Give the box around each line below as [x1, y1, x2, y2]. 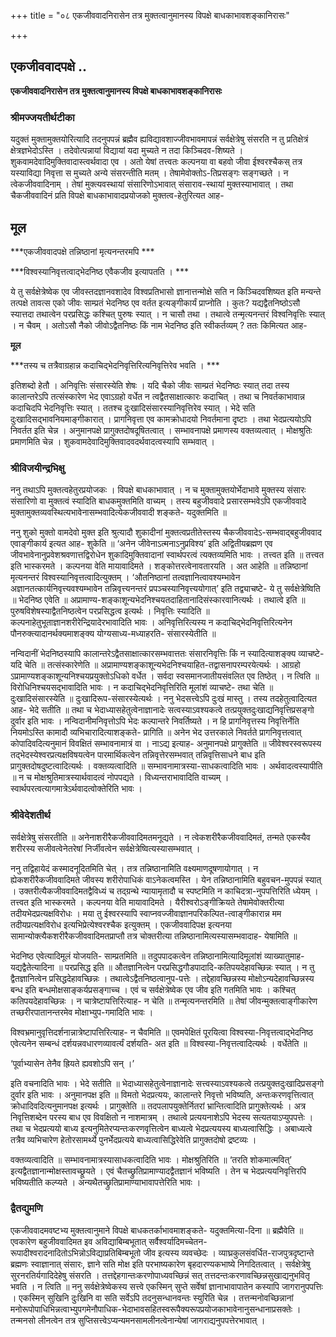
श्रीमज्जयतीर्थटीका [10, 110, 75, 124]
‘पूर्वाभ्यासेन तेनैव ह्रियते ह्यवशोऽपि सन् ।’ [10, 1057, 135, 1069]
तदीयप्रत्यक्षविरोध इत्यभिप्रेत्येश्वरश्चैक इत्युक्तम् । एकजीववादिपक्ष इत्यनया [10, 918, 232, 930]
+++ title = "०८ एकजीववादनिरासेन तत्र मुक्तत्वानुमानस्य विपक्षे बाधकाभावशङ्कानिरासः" [10, 10, 290, 21]
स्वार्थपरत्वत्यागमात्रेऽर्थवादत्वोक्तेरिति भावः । [10, 783, 143, 795]
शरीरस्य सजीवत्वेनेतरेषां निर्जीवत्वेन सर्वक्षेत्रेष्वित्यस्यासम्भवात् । [10, 842, 201, 854]
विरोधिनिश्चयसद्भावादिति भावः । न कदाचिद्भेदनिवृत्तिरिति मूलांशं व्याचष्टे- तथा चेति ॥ [10, 681, 274, 694]
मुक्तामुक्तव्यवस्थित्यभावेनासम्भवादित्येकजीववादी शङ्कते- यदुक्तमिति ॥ [10, 506, 228, 519]
